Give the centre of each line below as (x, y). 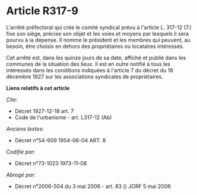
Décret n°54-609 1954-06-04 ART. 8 (60, 140)
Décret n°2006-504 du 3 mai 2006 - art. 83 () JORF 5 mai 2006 (93, 186)
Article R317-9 (42, 11)
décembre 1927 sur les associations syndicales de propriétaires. (85, 76)
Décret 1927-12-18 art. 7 (44, 111)
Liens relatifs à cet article (38, 88)
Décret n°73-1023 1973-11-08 (51, 163)
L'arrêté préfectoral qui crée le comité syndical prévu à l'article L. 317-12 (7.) (99, 27)
